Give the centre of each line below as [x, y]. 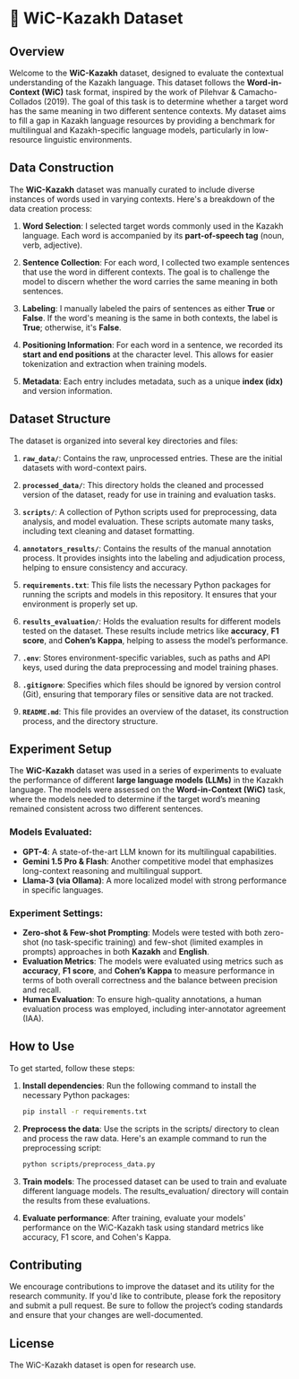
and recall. [42, 990]
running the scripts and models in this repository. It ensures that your [149, 594]
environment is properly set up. [80, 604]
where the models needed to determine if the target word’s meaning [135, 799]
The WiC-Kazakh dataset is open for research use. [103, 1365]
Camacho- [258, 92]
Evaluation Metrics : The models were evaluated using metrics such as [153, 961]
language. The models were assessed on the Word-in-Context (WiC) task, [148, 790]
